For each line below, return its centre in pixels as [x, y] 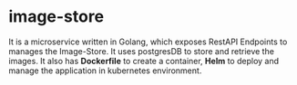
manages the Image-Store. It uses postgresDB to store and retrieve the [142, 51]
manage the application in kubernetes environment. [105, 71]
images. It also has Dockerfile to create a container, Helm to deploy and [144, 61]
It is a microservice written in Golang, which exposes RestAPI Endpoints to [148, 42]
